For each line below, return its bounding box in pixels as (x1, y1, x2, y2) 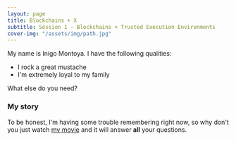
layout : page (7, 10, 46, 18)
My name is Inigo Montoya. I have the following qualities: (7, 49, 172, 58)
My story (7, 102, 39, 111)
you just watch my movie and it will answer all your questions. (7, 125, 187, 134)
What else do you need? (7, 84, 77, 92)
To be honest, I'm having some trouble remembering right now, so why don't (7, 118, 229, 126)
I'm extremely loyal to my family (17, 70, 111, 79)
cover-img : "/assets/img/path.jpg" (7, 30, 112, 37)
